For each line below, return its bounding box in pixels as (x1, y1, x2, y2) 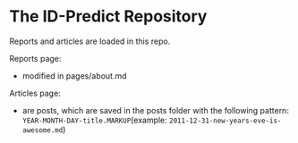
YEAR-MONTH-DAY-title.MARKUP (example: (21, 114, 167, 125)
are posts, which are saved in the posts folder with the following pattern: (21, 105, 289, 115)
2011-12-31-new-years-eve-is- (168, 116, 282, 125)
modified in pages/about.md (21, 70, 127, 81)
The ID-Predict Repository (9, 6, 208, 27)
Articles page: (9, 88, 61, 98)
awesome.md (21, 125, 64, 135)
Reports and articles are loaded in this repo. (9, 36, 171, 46)
